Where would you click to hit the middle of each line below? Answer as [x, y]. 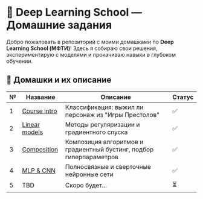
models [33, 132]
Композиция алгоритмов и [104, 142]
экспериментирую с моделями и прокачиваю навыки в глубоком [91, 54]
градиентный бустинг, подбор [109, 149]
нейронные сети [89, 174]
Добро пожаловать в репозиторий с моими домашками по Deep [90, 42]
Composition [40, 149]
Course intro [40, 111]
